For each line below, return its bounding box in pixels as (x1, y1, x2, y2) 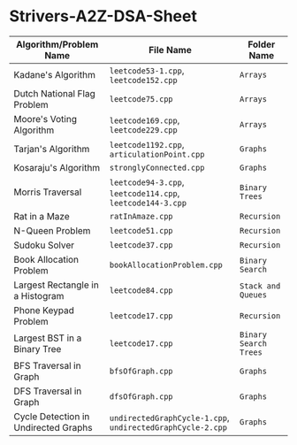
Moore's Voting (13, 112, 78, 125)
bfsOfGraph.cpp (109, 365, 174, 376)
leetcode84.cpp (109, 285, 174, 295)
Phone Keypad (13, 303, 75, 316)
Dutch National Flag (13, 87, 95, 99)
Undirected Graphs (13, 421, 93, 433)
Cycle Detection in (13, 410, 90, 422)
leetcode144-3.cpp (109, 197, 187, 208)
